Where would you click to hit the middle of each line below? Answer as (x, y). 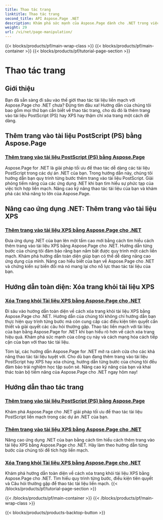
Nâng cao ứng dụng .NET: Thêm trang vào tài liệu (81, 209)
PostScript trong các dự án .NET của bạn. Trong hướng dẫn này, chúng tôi (79, 173)
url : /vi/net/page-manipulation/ (39, 32)
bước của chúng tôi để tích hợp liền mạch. (47, 450)
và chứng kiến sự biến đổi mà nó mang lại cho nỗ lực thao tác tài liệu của (78, 267)
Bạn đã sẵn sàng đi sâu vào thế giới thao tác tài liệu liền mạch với (70, 100)
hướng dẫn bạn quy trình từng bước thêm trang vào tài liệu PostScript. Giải (79, 178)
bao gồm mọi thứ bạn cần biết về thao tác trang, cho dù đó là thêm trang (78, 110)
